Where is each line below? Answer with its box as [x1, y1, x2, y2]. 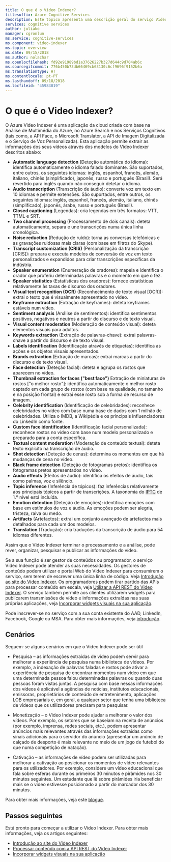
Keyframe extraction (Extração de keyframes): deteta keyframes [12, 299, 150, 305]
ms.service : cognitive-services [5, 36, 74, 41]
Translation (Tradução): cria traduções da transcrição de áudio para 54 [12, 526, 163, 532]
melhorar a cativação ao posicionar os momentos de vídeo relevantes [12, 760, 159, 766]
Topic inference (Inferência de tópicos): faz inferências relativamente [12, 483, 159, 489]
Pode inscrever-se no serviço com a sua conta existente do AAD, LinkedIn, [5, 610, 162, 616]
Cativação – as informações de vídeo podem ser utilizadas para [12, 754, 147, 761]
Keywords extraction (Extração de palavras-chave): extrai [12, 332, 136, 338]
